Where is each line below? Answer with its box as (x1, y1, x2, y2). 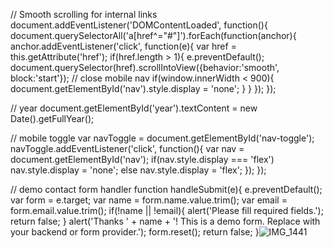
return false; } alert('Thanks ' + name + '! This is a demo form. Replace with (10, 215, 321, 227)
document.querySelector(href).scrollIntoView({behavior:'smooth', (10, 62, 280, 73)
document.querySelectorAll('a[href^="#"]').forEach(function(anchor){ (10, 30, 297, 41)
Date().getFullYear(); (10, 113, 95, 124)
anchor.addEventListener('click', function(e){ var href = (10, 40, 237, 52)
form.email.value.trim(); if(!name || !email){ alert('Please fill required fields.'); (10, 205, 324, 216)
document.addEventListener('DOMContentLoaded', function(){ (10, 19, 268, 31)
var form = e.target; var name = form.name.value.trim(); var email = (10, 194, 288, 206)
